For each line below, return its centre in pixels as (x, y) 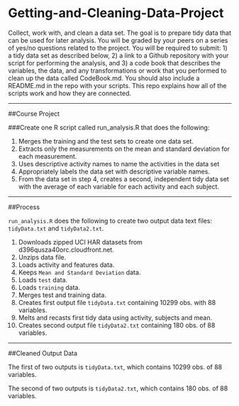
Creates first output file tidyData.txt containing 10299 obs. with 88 (117, 302)
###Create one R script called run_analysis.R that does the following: (109, 127)
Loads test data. (43, 279)
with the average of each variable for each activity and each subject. (118, 186)
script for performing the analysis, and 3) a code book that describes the (114, 63)
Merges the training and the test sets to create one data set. (106, 141)
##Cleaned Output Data (43, 353)
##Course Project (34, 113)
